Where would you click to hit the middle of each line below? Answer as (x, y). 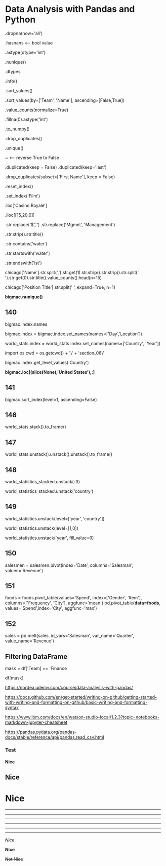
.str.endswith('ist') (23, 263)
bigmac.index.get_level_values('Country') (47, 362)
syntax (12, 708)
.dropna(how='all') (24, 33)
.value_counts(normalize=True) (37, 110)
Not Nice (14, 859)
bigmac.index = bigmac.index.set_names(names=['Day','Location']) (74, 334)
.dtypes (13, 71)
